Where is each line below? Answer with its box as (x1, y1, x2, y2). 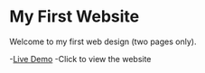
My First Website (9, 6, 140, 27)
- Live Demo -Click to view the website (9, 53, 152, 64)
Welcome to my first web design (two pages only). (9, 36, 197, 47)
